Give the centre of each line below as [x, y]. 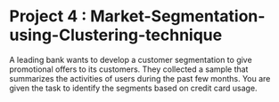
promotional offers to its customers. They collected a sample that [129, 69]
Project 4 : [48, 16]
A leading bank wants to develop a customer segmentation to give [131, 59]
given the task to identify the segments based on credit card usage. [133, 88]
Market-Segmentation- [178, 16]
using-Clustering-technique [116, 35]
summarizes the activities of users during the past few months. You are [140, 78]
